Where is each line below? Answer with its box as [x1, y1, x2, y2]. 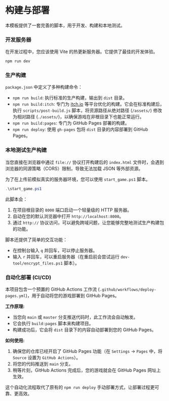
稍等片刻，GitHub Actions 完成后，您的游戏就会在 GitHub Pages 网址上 [12, 367, 161, 373]
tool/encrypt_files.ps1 [12, 261, 63, 266]
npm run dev [5, 59, 30, 64]
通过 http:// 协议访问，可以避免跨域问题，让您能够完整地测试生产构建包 [12, 219, 164, 226]
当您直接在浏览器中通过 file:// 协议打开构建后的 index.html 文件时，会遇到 [5, 159, 164, 165]
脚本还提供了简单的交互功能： [5, 236, 67, 243]
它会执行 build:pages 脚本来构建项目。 [12, 320, 94, 326]
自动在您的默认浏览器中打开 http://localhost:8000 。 [12, 213, 124, 219]
